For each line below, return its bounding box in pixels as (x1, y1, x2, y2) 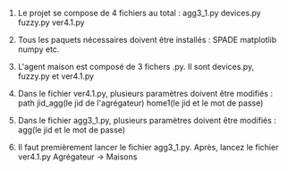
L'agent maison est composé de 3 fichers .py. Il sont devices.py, (17, 62, 255, 72)
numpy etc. (17, 44, 60, 55)
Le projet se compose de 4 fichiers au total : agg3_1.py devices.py (17, 8, 261, 18)
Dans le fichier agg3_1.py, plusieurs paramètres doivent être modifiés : (17, 115, 277, 125)
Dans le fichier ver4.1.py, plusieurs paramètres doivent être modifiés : (17, 89, 273, 98)
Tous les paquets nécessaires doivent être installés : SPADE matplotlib (17, 35, 277, 45)
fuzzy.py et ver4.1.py (17, 71, 95, 81)
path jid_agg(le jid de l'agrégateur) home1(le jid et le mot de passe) (17, 98, 264, 108)
